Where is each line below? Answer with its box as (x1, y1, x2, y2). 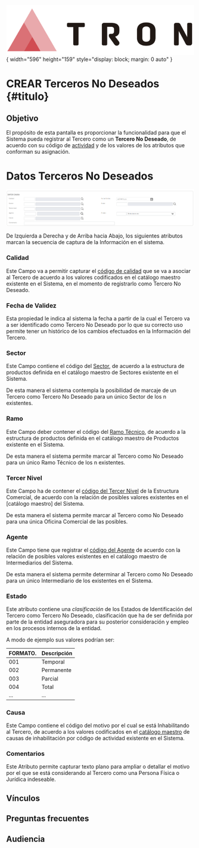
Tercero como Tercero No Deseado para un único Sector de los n (6, 393, 167, 400)
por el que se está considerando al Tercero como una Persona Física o (6, 770, 180, 777)
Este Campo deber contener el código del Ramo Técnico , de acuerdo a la (6, 428, 186, 435)
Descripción (41, 649, 73, 656)
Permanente (41, 667, 71, 674)
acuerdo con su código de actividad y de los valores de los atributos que (6, 142, 185, 149)
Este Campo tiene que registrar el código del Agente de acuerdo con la (6, 546, 181, 554)
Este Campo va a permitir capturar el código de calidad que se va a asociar (6, 267, 191, 274)
